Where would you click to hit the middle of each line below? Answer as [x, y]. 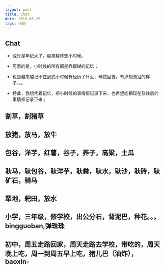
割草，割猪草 [25, 116]
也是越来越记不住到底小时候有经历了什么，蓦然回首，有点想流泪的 [79, 77]
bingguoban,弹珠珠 [35, 226]
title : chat [17, 14]
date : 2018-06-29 [23, 19]
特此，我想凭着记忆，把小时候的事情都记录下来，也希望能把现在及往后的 [85, 93]
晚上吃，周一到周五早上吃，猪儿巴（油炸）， [71, 254]
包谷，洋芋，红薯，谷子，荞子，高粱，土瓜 [69, 153]
